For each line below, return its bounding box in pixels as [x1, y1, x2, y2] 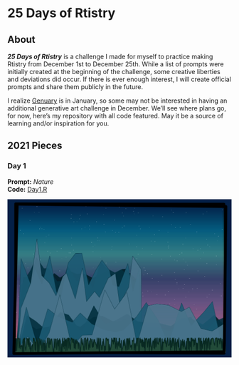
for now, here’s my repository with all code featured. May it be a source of [7, 112, 224, 120]
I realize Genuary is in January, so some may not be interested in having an [7, 96, 228, 105]
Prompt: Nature [7, 177, 54, 186]
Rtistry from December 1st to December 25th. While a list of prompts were [7, 60, 224, 68]
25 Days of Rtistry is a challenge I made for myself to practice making [7, 52, 213, 61]
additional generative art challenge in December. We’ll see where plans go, [7, 104, 226, 112]
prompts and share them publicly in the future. [7, 83, 144, 91]
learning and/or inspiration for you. [7, 119, 110, 128]
